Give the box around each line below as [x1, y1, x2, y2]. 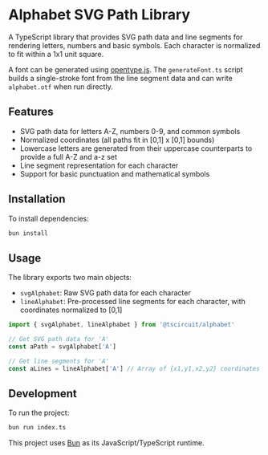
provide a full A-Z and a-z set [19, 152, 118, 161]
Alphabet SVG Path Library [8, 6, 191, 24]
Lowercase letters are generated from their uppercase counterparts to [19, 143, 253, 153]
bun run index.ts [8, 424, 67, 432]
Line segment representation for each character [19, 160, 179, 170]
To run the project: [8, 408, 70, 418]
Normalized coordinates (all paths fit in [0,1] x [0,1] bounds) [19, 135, 215, 144]
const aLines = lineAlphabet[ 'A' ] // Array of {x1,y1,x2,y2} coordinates [8, 364, 261, 372]
